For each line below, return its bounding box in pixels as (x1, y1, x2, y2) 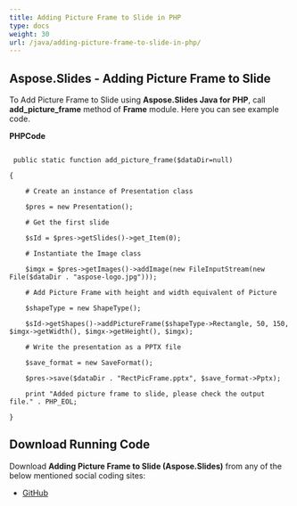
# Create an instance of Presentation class (25, 187, 194, 196)
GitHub (21, 487, 49, 498)
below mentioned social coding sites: (9, 469, 145, 481)
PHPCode (9, 131, 46, 142)
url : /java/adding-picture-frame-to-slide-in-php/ (9, 37, 202, 47)
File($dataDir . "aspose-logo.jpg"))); (9, 273, 158, 282)
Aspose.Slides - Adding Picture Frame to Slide (9, 70, 271, 86)
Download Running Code (9, 437, 151, 453)
